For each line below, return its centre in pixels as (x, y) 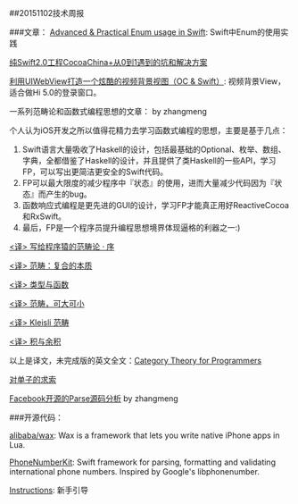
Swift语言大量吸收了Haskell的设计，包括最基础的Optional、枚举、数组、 (154, 149)
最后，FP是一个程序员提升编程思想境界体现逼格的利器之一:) (131, 227)
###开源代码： (37, 417)
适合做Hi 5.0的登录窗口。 (55, 92)
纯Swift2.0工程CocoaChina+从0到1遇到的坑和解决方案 (108, 62)
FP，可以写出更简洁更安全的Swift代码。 (95, 172)
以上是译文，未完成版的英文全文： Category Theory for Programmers (135, 361)
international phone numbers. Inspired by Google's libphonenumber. (135, 471)
